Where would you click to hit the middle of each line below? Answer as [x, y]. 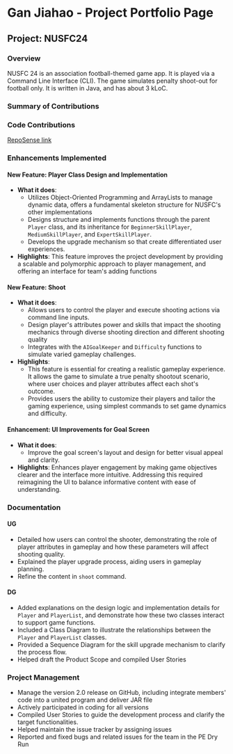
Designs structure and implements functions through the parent [119, 220]
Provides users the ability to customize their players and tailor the [121, 399]
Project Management [43, 677]
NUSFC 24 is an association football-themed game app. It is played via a [111, 73]
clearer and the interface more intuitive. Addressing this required [110, 474]
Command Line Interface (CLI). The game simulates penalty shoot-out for [112, 81]
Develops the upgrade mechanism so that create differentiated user [124, 242]
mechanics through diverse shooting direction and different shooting [126, 332]
